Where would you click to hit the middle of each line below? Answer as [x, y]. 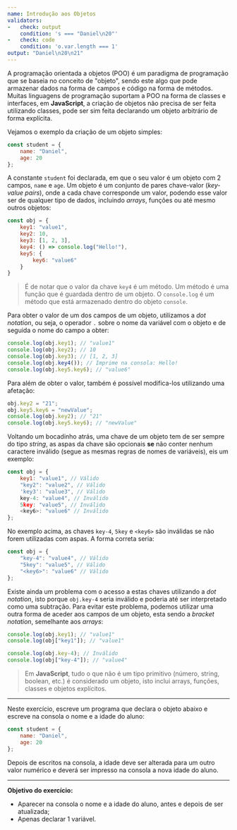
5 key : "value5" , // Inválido [63, 505]
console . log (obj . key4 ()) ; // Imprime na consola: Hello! [93, 363]
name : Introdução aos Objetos [52, 14]
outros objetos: [29, 208]
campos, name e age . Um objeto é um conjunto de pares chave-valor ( [108, 185]
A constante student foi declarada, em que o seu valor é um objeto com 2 [114, 178]
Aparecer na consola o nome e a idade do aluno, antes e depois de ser [120, 804]
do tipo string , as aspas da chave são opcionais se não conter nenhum [110, 444]
